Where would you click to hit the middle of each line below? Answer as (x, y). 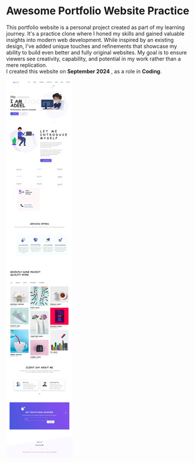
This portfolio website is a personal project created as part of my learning (95, 27)
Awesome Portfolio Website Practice (98, 11)
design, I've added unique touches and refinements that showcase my (92, 46)
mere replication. (27, 65)
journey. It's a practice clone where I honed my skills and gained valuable (95, 33)
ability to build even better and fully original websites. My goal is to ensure (97, 52)
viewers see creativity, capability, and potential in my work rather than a (94, 59)
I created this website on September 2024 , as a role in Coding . (84, 71)
